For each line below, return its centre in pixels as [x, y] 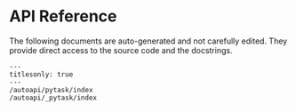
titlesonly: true [41, 74]
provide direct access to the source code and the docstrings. [121, 50]
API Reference [63, 16]
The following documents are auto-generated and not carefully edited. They [148, 41]
